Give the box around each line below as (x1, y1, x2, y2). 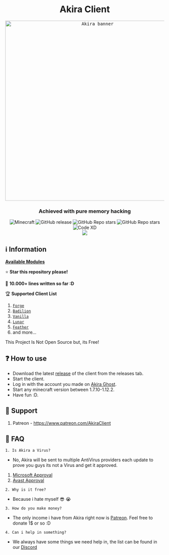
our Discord (12, 544, 37, 550)
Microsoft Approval (12, 472, 53, 478)
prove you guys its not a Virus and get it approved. (12, 462, 118, 468)
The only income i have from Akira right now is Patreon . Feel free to (12, 515, 153, 521)
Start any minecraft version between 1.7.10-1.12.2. (12, 386, 115, 392)
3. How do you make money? (5, 506, 62, 511)
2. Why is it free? (5, 487, 46, 492)
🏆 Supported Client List (5, 291, 57, 297)
